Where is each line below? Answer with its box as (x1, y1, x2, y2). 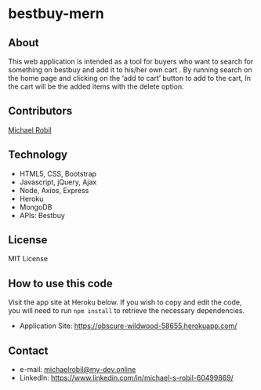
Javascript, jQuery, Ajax (19, 177, 97, 187)
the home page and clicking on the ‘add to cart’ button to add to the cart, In (8, 74, 252, 82)
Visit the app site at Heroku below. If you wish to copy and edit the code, (8, 297, 242, 307)
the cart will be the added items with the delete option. (8, 82, 184, 91)
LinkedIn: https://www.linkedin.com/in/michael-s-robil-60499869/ (19, 374, 234, 383)
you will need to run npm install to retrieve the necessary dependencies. (8, 306, 245, 315)
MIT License (8, 254, 49, 264)
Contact (8, 344, 49, 357)
